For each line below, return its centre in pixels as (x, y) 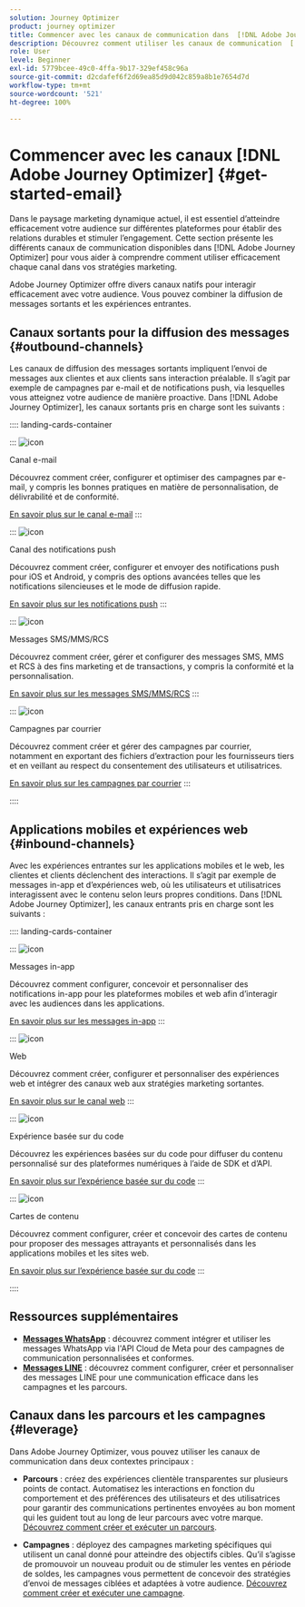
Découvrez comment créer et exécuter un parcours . (120, 1527)
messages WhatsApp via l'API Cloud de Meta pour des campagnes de (153, 1348)
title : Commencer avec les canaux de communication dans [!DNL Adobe (146, 35)
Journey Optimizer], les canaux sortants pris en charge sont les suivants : (147, 407)
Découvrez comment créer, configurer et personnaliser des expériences (144, 1073)
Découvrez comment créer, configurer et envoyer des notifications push (144, 567)
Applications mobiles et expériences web (129, 829)
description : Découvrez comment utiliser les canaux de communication (146, 43)
